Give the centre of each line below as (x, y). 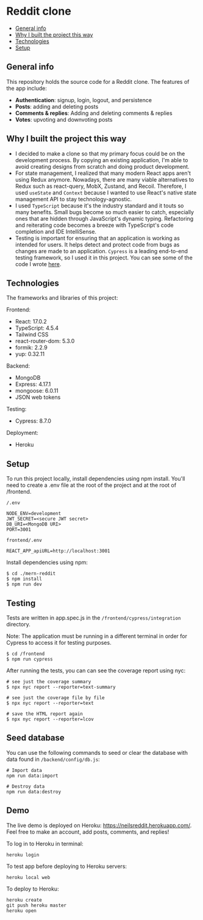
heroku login (23, 855)
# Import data (24, 770)
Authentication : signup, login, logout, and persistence (84, 100)
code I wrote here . (38, 264)
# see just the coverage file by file (55, 698)
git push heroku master (37, 905)
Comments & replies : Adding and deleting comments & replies (94, 113)
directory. (18, 624)
